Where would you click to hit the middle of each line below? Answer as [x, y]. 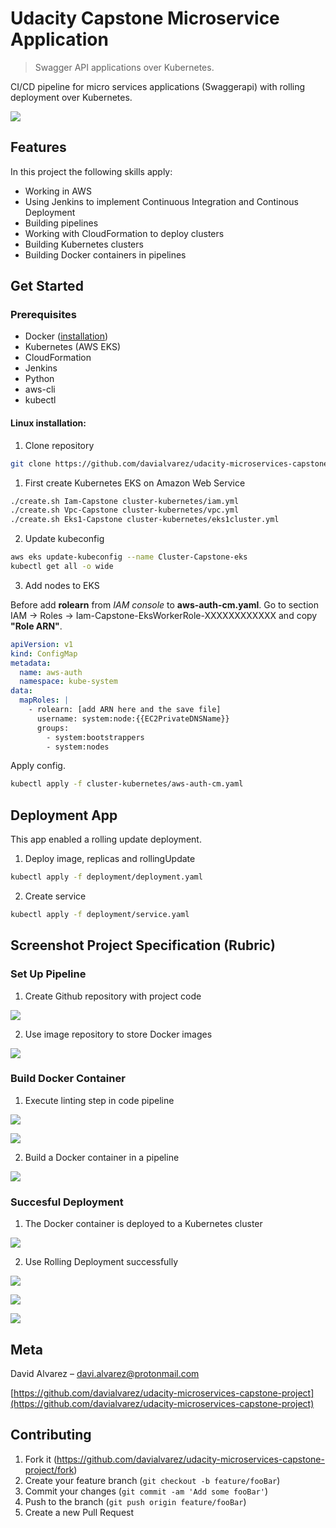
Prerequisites [43, 315]
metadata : [31, 663]
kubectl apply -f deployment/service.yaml [100, 914]
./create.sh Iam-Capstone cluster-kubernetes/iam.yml [125, 501]
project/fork [49, 1469]
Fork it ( [41, 1459]
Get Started [47, 286]
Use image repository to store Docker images [118, 1034]
